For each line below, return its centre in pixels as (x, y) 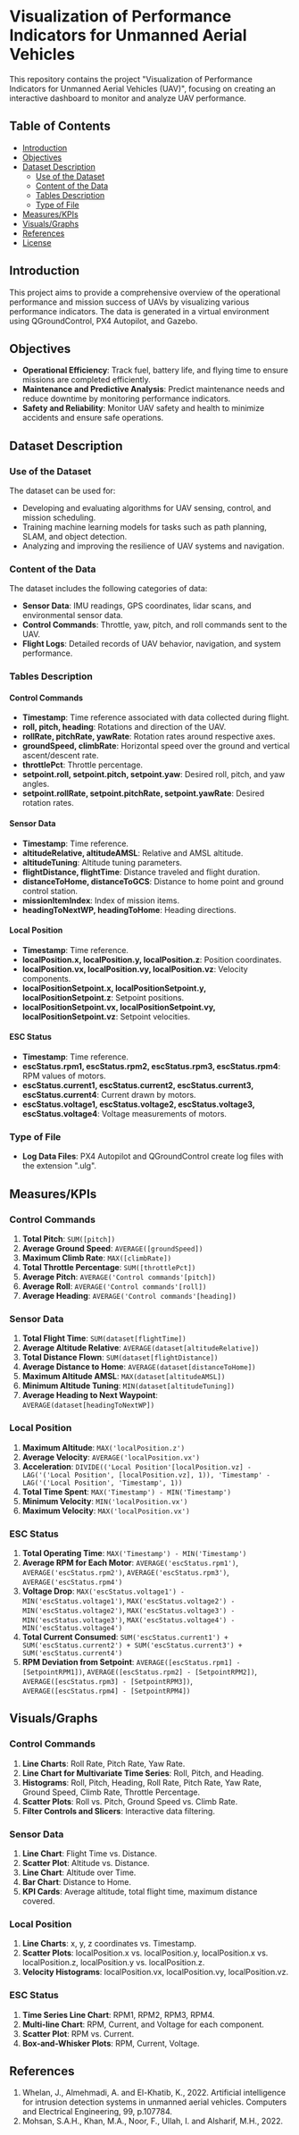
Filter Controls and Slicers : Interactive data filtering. (119, 1811)
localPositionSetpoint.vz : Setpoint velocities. (106, 1017)
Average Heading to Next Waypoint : (90, 1395)
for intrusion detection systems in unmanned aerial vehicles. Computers (154, 2102)
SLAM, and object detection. (75, 537)
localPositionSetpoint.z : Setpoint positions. (103, 997)
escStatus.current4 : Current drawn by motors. (109, 1095)
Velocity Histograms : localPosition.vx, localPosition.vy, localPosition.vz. (155, 1972)
